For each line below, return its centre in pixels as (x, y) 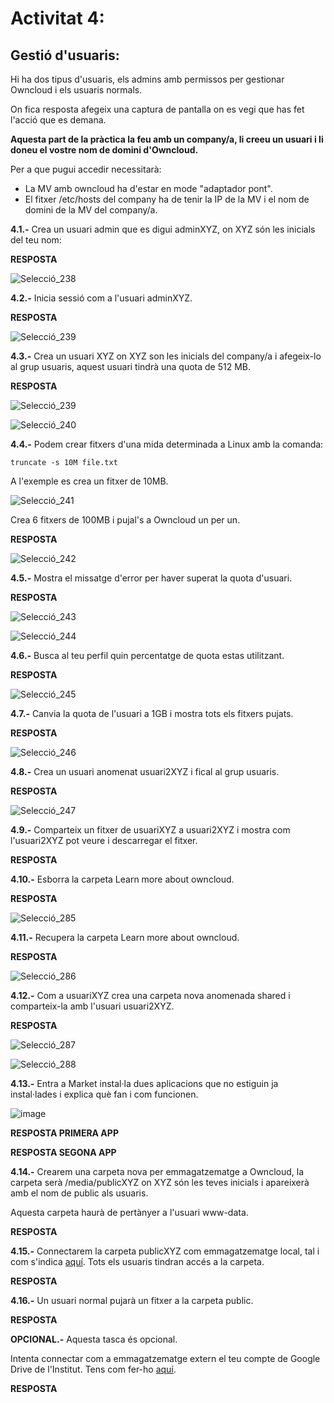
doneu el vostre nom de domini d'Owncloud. (104, 150)
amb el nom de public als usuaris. (79, 1193)
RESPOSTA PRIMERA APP (64, 1133)
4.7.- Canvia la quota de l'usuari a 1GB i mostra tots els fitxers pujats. (152, 713)
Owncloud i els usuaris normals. (76, 90)
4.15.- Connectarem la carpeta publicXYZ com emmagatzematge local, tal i (165, 1251)
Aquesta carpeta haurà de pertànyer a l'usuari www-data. (129, 1212)
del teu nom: (36, 240)
